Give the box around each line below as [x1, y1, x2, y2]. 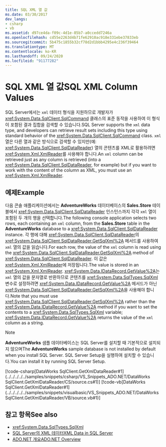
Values [5, 92, 34, 104]
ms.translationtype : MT [5, 44, 55, 49]
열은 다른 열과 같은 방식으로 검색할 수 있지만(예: [5, 139, 97, 145]
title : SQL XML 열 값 [5, 7, 48, 12]
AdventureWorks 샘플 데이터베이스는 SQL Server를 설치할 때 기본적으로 [5, 340, 148, 345]
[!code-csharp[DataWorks [5, 368, 58, 374]
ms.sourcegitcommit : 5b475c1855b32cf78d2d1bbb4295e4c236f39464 [5, 40, 139, 45]
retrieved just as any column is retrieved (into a [5, 156, 101, 162]
